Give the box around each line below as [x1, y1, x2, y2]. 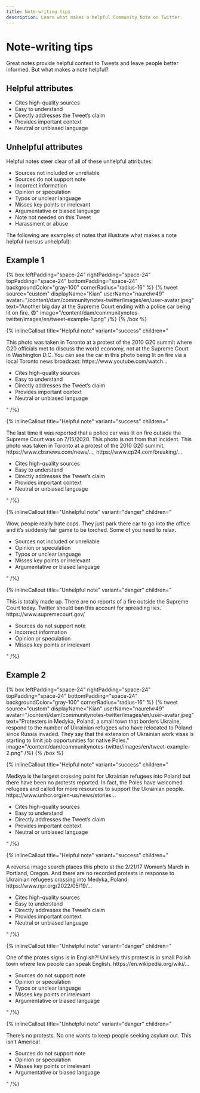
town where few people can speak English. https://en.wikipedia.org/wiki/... [6, 960, 190, 967]
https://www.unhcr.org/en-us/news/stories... [6, 792, 116, 799]
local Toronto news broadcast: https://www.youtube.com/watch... [6, 358, 168, 365]
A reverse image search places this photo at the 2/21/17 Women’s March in [6, 863, 189, 870]
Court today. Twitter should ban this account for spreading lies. [6, 604, 162, 611]
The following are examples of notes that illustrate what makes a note [6, 232, 177, 239]
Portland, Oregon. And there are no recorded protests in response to [6, 869, 175, 876]
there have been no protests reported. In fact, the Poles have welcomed [6, 778, 183, 786]
